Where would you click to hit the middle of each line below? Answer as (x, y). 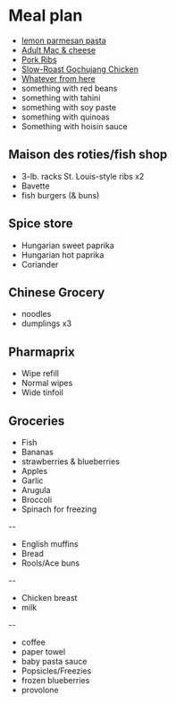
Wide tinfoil (42, 392)
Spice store (41, 224)
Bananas (38, 452)
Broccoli (37, 500)
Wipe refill (40, 374)
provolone (40, 690)
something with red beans (69, 88)
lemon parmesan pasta (63, 40)
